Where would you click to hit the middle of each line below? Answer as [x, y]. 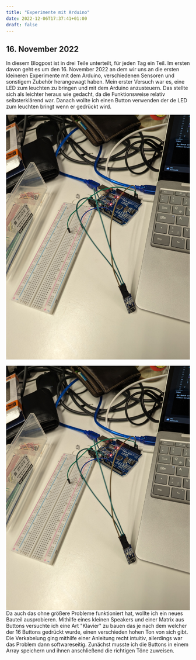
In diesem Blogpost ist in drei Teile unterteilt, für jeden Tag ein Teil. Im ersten [98, 63]
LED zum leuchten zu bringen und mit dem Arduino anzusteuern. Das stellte [97, 88]
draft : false [22, 25]
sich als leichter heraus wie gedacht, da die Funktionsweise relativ [85, 94]
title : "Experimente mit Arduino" [48, 12]
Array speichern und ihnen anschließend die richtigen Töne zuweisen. [90, 650]
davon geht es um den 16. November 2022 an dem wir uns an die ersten [93, 70]
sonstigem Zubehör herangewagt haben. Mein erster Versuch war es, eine [95, 82]
